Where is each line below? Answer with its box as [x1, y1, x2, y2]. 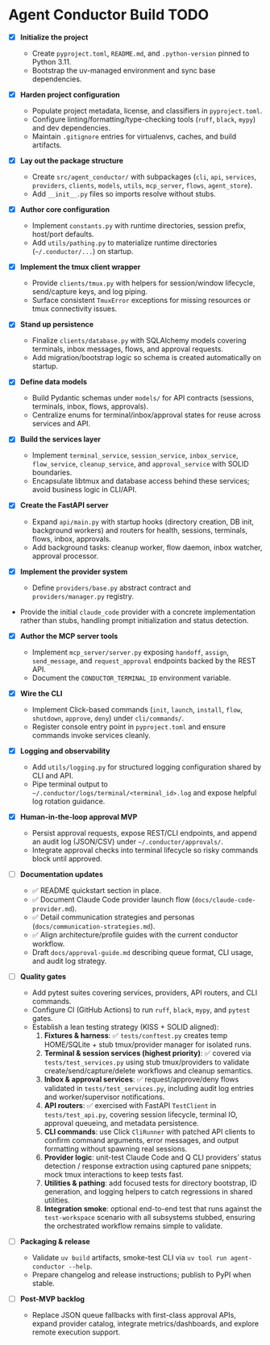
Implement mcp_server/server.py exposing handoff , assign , [31, 647, 230, 657]
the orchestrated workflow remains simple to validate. [44, 1221, 223, 1231]
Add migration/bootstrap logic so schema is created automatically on [31, 353, 262, 363]
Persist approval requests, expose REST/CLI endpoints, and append [31, 828, 257, 837]
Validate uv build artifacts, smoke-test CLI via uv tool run [31, 1253, 227, 1262]
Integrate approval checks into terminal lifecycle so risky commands [31, 845, 259, 855]
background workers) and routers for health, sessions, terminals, [31, 525, 248, 535]
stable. [31, 1279, 55, 1288]
